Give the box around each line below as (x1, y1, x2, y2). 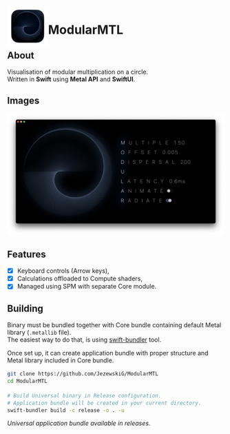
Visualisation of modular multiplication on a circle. (7, 68, 149, 76)
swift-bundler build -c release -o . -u (7, 406, 125, 414)
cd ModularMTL (7, 378, 48, 385)
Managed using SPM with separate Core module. (17, 282, 157, 291)
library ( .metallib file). (7, 329, 72, 337)
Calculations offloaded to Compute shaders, (17, 274, 143, 283)
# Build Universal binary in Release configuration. (7, 392, 162, 399)
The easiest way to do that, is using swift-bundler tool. (7, 335, 162, 344)
